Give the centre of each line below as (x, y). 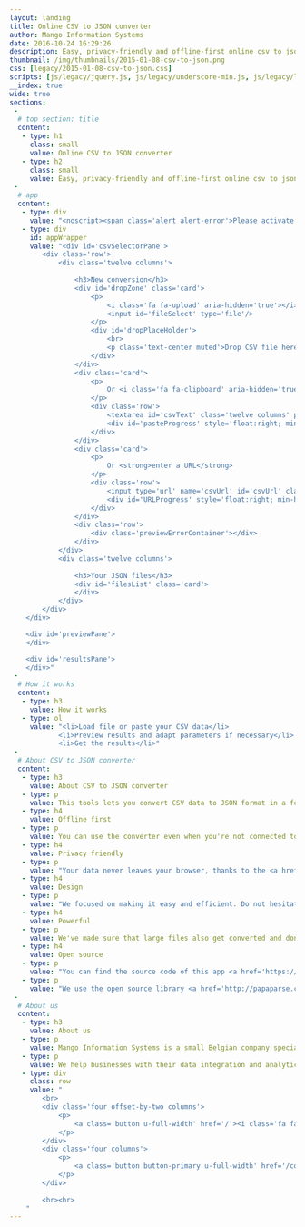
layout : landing (40, 18)
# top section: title (59, 119)
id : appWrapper (59, 237)
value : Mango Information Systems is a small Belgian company (150, 1047)
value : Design (56, 887)
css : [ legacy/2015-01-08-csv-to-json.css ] (91, 69)
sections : (28, 102)
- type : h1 (42, 136)
